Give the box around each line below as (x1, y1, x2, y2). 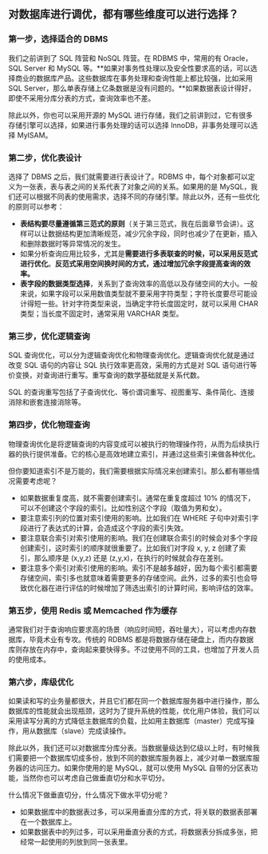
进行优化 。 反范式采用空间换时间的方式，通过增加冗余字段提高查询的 (19, 258, 244, 268)
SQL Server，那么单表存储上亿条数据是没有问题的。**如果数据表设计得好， (8, 83, 256, 93)
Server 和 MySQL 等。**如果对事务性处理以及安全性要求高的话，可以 (23, 63, 251, 73)
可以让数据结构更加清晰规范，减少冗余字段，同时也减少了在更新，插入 (26, 229, 258, 238)
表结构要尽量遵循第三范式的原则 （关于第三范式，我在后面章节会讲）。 (19, 218, 247, 228)
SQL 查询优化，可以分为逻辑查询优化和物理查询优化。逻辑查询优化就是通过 (8, 350, 255, 360)
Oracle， (223, 53, 253, 62)
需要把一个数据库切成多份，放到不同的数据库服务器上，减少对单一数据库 (14, 753, 253, 763)
